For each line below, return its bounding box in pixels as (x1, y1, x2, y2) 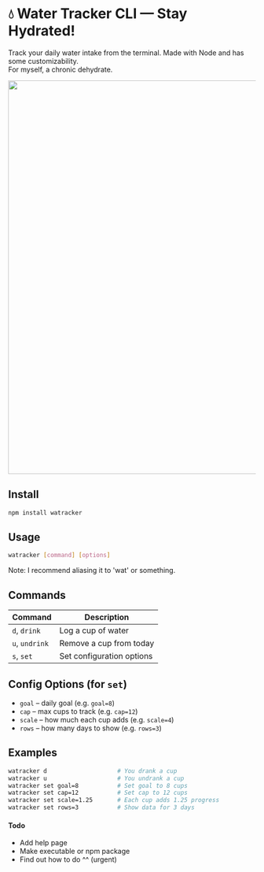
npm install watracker (8, 508, 82, 516)
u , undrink (12, 638, 49, 649)
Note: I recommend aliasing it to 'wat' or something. (8, 566, 176, 575)
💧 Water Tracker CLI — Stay (8, 5, 188, 23)
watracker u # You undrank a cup (8, 774, 185, 782)
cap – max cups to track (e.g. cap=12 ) (19, 706, 138, 716)
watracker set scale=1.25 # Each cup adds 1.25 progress (8, 796, 220, 804)
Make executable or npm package (19, 847, 130, 856)
